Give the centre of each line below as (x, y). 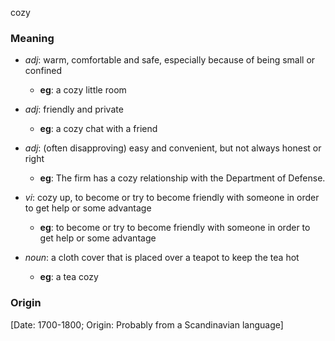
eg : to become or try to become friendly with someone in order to (175, 228)
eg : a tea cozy (69, 277)
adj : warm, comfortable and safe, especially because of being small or (170, 60)
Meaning (32, 38)
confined (43, 71)
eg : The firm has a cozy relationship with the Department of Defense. (182, 178)
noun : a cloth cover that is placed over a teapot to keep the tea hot (162, 258)
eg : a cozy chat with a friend (98, 129)
